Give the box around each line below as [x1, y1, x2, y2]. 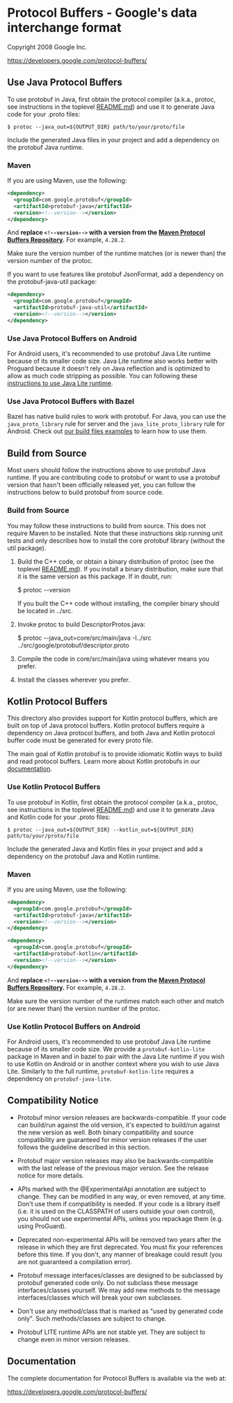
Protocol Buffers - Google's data [7, 5, 198, 21]
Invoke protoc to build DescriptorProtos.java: [17, 620, 146, 629]
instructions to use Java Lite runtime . [7, 379, 113, 388]
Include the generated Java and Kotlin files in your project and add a [7, 844, 203, 853]
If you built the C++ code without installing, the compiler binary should [17, 599, 220, 608]
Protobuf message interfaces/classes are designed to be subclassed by [17, 1271, 224, 1280]
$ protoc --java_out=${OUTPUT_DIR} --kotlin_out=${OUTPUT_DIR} [7, 826, 195, 833]
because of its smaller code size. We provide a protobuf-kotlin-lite [7, 1044, 205, 1053]
